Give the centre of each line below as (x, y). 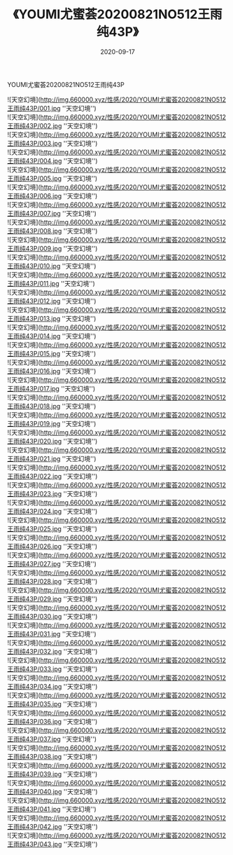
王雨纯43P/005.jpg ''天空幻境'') (52, 178)
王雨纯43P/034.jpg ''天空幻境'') (52, 686)
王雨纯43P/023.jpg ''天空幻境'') (52, 493)
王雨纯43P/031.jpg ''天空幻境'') (52, 634)
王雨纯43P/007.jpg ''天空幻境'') (52, 213)
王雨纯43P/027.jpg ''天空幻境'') (52, 563)
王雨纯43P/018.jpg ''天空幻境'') (52, 406)
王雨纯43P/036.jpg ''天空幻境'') (52, 721)
